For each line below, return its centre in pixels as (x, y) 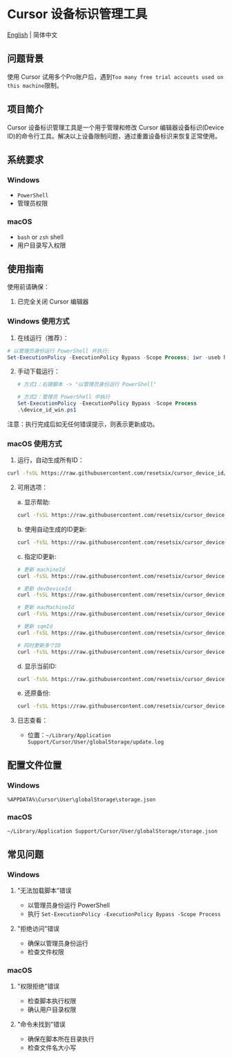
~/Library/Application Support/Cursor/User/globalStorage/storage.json (112, 831)
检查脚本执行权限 (52, 1001)
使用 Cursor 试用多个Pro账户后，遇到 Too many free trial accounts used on (115, 76)
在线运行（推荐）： (43, 337)
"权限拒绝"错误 (38, 986)
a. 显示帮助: (33, 502)
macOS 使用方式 (35, 443)
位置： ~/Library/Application (69, 735)
